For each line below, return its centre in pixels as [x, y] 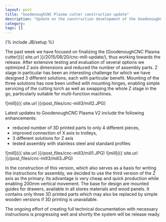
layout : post [19, 10]
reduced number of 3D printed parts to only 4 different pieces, [76, 128]
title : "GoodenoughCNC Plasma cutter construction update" [67, 14]
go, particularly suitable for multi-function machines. [59, 94]
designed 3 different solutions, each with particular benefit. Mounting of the [82, 78]
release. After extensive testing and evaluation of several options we [75, 62]
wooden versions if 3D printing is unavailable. [51, 200]
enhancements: [21, 118]
